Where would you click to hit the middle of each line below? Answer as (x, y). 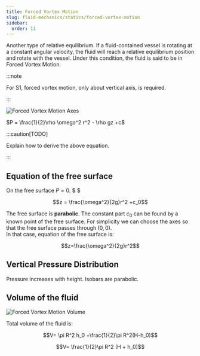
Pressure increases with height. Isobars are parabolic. (73, 279)
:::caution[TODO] (27, 134)
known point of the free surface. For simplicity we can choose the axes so (97, 221)
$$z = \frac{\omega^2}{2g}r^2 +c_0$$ (100, 202)
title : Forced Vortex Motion (42, 12)
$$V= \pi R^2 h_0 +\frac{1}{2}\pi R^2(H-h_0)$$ (100, 335)
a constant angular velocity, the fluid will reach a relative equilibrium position (100, 52)
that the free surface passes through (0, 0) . (59, 227)
